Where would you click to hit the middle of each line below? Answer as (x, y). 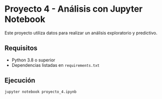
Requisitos (21, 48)
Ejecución (20, 81)
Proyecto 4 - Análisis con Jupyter (74, 9)
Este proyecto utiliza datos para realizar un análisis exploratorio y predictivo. (81, 33)
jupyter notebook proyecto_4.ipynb (41, 92)
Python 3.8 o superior (33, 60)
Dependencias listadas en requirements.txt (56, 65)
